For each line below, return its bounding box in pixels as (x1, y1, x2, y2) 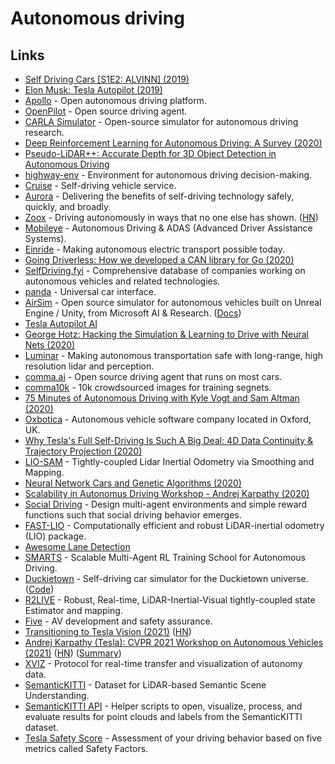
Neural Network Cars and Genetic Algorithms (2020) (24, 477, 242, 489)
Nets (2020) (24, 339, 76, 351)
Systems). (24, 233, 67, 244)
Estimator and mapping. (24, 605, 123, 616)
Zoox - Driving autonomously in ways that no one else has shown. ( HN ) (24, 212, 319, 223)
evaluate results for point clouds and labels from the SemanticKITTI (24, 711, 303, 722)
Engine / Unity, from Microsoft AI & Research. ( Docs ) (24, 307, 242, 319)
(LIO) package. (24, 530, 87, 542)
